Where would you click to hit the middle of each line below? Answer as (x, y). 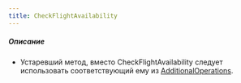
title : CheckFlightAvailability (63, 16)
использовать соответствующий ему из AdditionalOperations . (127, 70)
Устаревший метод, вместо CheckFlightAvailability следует (121, 62)
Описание (26, 42)
